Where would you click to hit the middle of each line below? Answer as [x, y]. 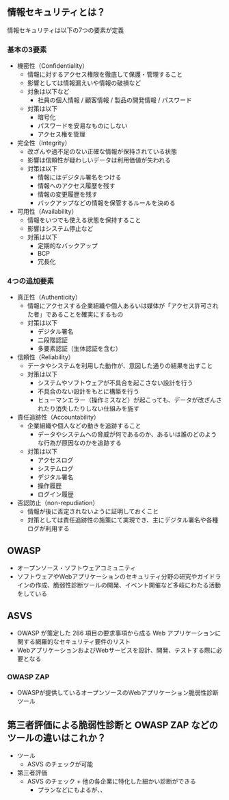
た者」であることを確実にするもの [75, 315]
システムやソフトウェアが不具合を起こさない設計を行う [115, 383]
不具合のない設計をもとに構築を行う [89, 391]
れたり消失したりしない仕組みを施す [89, 409]
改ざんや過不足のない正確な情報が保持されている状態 [102, 151]
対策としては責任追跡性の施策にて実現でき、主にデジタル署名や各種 [123, 520]
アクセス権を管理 [61, 134]
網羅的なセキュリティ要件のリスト [83, 642]
